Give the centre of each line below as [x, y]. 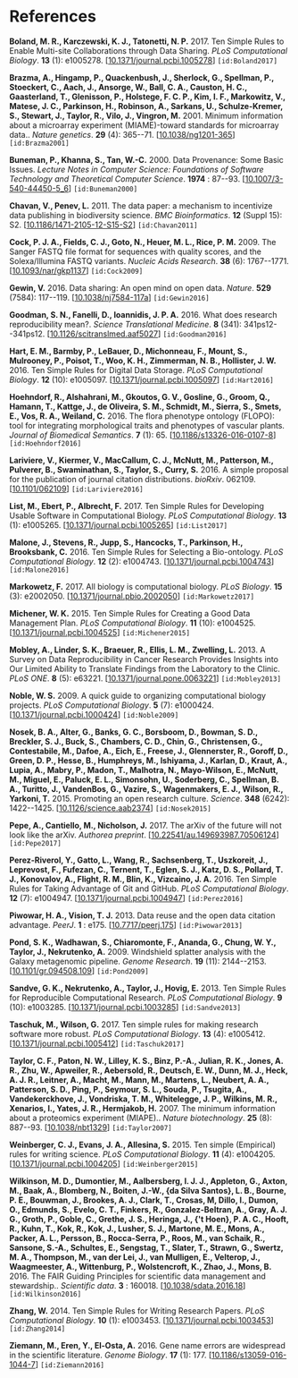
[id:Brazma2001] [39, 143]
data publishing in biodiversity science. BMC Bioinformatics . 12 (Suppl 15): [146, 215]
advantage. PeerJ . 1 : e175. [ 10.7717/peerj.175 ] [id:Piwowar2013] [126, 924]
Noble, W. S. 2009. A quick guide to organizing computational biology [137, 695]
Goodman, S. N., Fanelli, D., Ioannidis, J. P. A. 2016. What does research [143, 314]
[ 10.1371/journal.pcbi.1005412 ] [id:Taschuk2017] [97, 1043]
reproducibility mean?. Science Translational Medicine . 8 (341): [126, 324]
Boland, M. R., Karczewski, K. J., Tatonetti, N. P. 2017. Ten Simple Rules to [147, 41]
